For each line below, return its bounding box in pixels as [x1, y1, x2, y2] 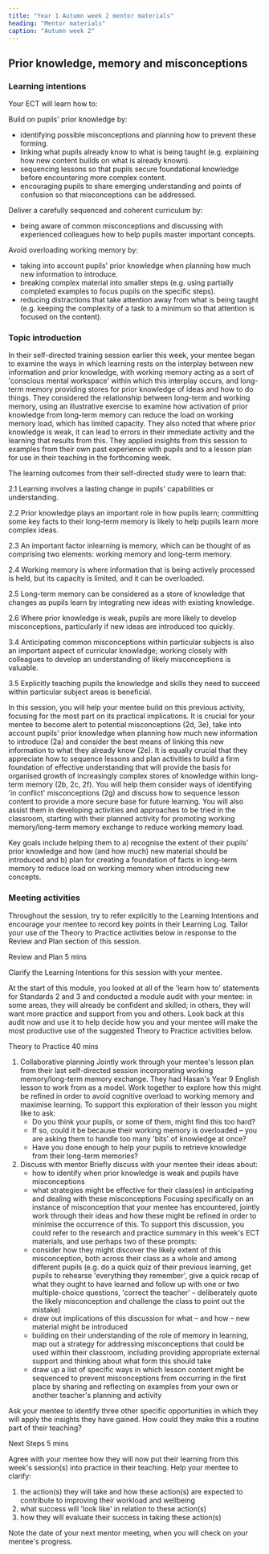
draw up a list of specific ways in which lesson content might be [31, 1364, 245, 1374]
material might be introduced [31, 1322, 128, 1331]
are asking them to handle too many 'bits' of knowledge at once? [31, 1133, 247, 1143]
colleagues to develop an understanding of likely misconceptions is [8, 655, 231, 664]
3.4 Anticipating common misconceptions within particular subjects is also [8, 637, 255, 647]
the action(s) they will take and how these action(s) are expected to [19, 1486, 243, 1496]
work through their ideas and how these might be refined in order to [31, 1211, 257, 1220]
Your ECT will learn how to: [8, 99, 98, 109]
